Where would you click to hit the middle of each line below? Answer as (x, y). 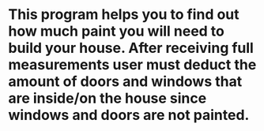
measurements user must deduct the (132, 65)
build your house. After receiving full (131, 48)
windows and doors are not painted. (129, 115)
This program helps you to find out (124, 15)
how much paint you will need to (117, 31)
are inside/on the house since (107, 98)
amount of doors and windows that (125, 82)
